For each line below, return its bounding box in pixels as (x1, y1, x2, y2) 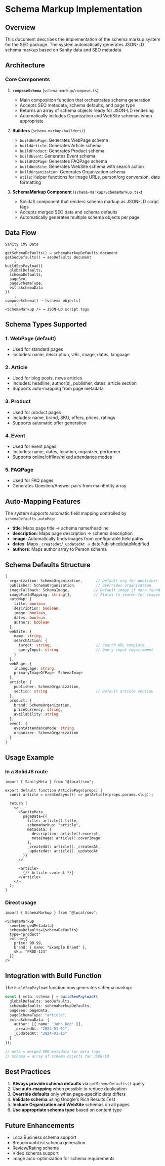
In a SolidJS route (5, 768, 48, 775)
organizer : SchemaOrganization (14, 730, 79, 735)
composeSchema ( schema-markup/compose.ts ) (12, 87, 99, 93)
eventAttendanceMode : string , (14, 726, 77, 731)
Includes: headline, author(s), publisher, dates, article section (12, 380, 137, 386)
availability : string (14, 712, 58, 717)
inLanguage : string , (14, 666, 56, 671)
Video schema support (12, 1150, 59, 1156)
